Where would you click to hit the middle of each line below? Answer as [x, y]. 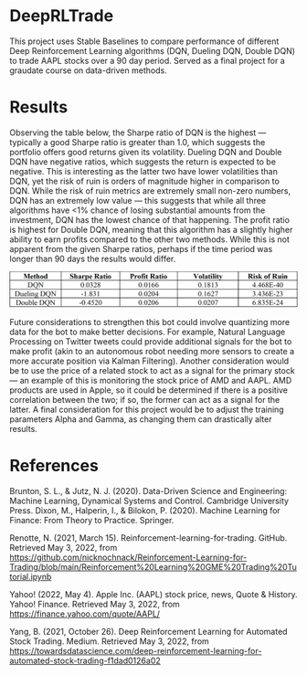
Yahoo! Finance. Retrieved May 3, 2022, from [95, 604]
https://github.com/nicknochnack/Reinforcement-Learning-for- [128, 557]
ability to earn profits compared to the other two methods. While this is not [149, 239]
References [54, 466]
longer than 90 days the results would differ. [93, 258]
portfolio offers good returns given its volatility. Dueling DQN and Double [146, 152]
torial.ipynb [31, 576]
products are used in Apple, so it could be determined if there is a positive [148, 390]
